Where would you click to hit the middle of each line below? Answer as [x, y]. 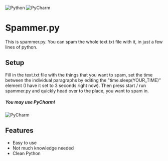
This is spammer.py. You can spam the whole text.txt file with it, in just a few [84, 41]
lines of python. [21, 47]
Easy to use [24, 142]
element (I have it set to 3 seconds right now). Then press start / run [76, 85]
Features [19, 131]
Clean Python [27, 153]
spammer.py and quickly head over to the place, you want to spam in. [77, 90]
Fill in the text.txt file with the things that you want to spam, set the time [79, 74]
